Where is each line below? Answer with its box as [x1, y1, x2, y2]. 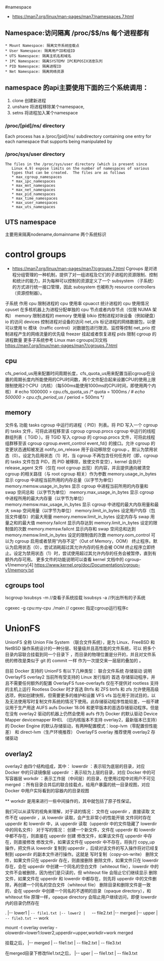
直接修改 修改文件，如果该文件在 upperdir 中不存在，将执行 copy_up [18, 839, 155, 845]
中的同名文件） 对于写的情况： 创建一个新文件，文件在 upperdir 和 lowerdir [5, 827, 156, 833]
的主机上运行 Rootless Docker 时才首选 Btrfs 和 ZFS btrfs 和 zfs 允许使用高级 [5, 686, 159, 692]
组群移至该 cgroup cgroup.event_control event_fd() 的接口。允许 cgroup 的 [5, 440, 155, 446]
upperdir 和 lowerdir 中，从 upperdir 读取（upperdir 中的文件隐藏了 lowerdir [5, 821, 157, 827]
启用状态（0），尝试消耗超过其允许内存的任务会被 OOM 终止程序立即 [13, 544, 151, 550]
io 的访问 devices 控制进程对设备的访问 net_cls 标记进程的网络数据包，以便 [5, 319, 156, 325]
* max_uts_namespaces [11, 205, 56, 210]
